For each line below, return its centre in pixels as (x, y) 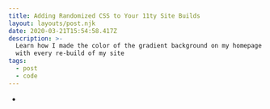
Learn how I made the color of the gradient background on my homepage (139, 46)
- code (27, 76)
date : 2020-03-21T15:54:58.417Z (63, 31)
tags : (17, 61)
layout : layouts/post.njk (52, 23)
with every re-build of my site (70, 53)
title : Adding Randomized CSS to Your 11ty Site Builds (104, 16)
